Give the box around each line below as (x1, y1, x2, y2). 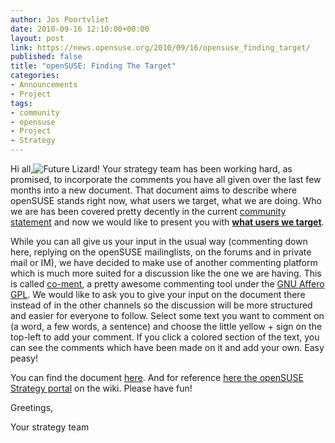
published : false (10, 52, 83, 62)
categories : (10, 71, 60, 81)
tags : (10, 98, 33, 108)
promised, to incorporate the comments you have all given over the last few (10, 174, 322, 185)
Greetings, (10, 402, 54, 413)
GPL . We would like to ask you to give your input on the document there (10, 289, 306, 300)
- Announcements (10, 80, 78, 90)
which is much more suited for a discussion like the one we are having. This (10, 267, 322, 279)
